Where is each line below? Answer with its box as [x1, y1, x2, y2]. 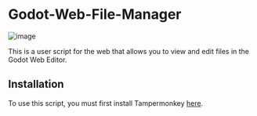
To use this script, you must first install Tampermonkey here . [8, 98, 204, 107]
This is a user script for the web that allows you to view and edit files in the [8, 46, 249, 56]
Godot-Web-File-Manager [8, 5, 182, 24]
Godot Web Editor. [8, 55, 67, 64]
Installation [8, 78, 64, 91]
